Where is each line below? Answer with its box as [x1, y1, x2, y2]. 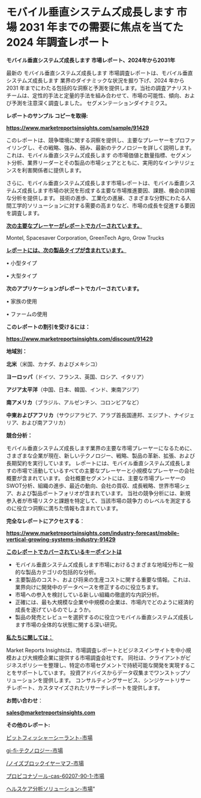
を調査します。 [6, 209, 43, 216]
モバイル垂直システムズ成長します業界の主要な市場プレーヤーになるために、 [6, 444, 196, 451]
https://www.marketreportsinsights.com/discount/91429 [6, 335, 153, 343]
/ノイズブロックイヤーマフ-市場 [6, 760, 84, 767]
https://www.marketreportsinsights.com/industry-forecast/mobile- [6, 529, 180, 537]
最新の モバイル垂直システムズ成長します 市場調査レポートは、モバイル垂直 [6, 69, 193, 76]
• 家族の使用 [6, 297, 37, 305]
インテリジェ [163, 159, 195, 166]
